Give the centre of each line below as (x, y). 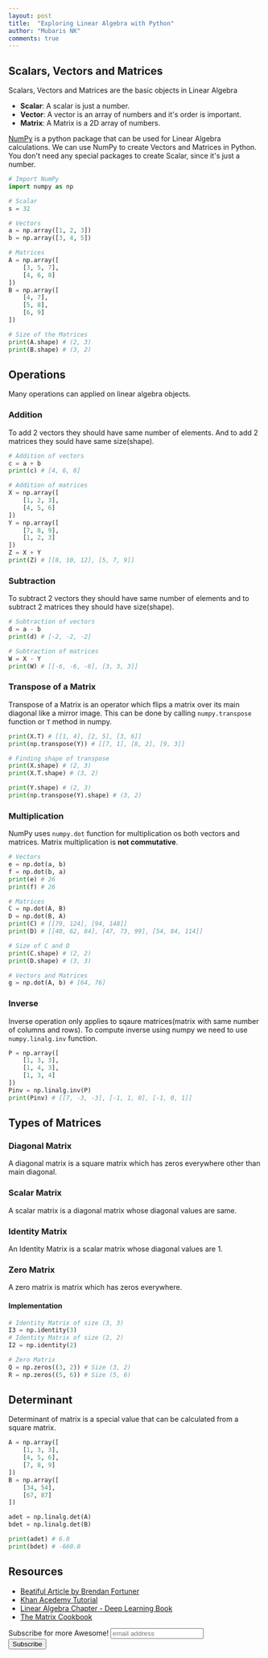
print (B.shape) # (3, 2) (50, 350)
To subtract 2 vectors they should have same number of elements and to (129, 599)
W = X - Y (25, 659)
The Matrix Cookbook (56, 1617)
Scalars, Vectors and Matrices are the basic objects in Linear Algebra (123, 90)
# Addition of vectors (46, 456)
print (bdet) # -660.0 (45, 1546)
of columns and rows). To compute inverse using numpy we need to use (128, 1030)
